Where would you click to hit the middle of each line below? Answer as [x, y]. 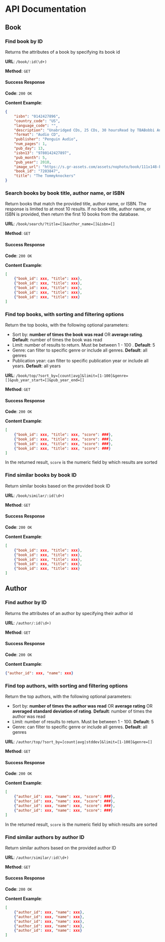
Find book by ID [24, 41]
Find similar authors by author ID [45, 837]
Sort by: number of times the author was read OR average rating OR [82, 706]
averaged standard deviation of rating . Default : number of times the [82, 711]
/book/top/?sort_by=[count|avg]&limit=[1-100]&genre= [72, 376]
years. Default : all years [36, 366]
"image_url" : [27, 167]
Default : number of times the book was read [57, 340]
